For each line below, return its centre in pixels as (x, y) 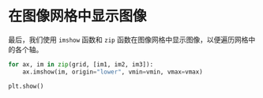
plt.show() (26, 86)
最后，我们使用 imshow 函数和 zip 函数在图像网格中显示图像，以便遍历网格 (128, 40)
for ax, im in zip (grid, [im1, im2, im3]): (81, 64)
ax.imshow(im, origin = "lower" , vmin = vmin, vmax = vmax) (113, 72)
